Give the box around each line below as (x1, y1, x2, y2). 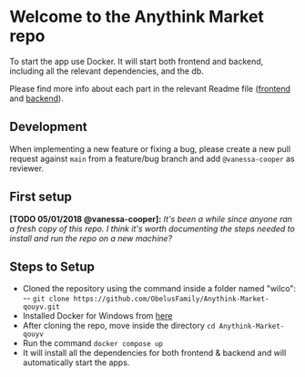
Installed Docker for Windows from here (22, 311, 173, 321)
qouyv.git (22, 302, 61, 311)
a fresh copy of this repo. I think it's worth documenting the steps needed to (9, 223, 296, 234)
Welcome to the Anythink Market (9, 6, 264, 27)
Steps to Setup (9, 259, 96, 274)
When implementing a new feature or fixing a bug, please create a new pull (9, 143, 291, 154)
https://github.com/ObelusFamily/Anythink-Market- (73, 294, 269, 304)
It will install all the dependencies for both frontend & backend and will (22, 348, 287, 359)
